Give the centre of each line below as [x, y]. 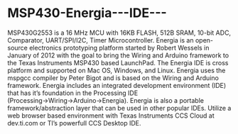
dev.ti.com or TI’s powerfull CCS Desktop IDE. [74, 123]
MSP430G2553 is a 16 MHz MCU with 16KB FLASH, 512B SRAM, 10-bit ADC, [119, 33]
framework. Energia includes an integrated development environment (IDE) [117, 85]
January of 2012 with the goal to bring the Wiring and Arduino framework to [118, 55]
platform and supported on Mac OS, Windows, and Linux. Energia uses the [117, 70]
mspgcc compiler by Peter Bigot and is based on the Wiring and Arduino [113, 78]
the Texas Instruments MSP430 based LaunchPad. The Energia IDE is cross [118, 62]
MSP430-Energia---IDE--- [87, 13]
